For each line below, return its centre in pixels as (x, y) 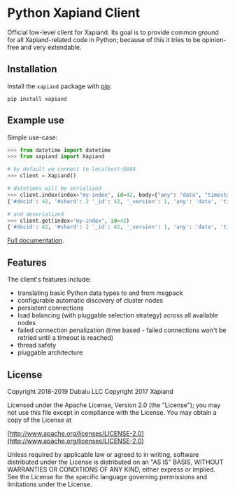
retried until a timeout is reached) (65, 338)
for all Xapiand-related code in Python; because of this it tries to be (104, 39)
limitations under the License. (50, 484)
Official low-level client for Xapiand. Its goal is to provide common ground (113, 32)
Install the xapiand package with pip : (59, 86)
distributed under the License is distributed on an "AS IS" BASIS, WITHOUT (115, 462)
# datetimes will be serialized (54, 188)
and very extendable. (51, 47)
